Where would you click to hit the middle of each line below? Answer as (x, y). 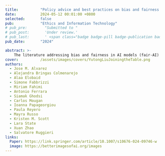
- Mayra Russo (24, 114)
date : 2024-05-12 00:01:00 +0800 (50, 14)
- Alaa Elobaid (25, 78)
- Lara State (23, 123)
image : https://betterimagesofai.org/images (56, 146)
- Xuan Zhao (22, 128)
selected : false (28, 19)
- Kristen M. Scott (29, 119)
